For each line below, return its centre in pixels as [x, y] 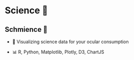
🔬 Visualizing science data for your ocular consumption [70, 42]
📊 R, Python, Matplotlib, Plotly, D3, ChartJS [58, 52]
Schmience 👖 [26, 29]
